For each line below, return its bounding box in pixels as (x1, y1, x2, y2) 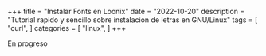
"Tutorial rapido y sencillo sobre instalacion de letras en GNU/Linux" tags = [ (7, 15, 258, 24)
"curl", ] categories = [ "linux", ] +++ (7, 24, 127, 32)
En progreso (7, 39, 49, 48)
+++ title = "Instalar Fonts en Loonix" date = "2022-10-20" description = (7, 7, 245, 16)
